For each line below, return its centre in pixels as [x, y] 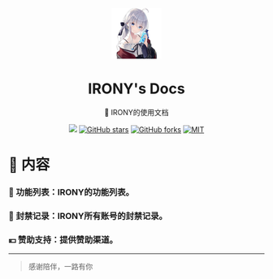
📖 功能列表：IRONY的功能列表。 [71, 192]
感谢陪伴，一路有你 [61, 267]
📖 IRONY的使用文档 [136, 112]
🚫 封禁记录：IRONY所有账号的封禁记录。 [88, 216]
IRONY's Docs [136, 89]
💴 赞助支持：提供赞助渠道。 [63, 239]
